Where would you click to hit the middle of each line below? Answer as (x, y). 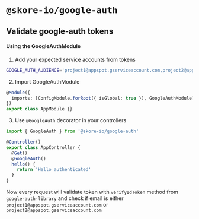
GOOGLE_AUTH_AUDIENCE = (34, 70)
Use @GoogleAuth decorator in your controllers (70, 120)
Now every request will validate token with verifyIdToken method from (92, 192)
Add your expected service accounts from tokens (75, 59)
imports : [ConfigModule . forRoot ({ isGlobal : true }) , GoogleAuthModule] (103, 98)
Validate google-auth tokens (60, 31)
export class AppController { (44, 147)
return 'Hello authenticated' (54, 170)
